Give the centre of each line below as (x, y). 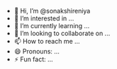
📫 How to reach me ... (47, 41)
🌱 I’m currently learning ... (52, 26)
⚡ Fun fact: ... (33, 59)
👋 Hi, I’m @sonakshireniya (52, 11)
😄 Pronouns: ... (37, 51)
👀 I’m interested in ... (44, 18)
